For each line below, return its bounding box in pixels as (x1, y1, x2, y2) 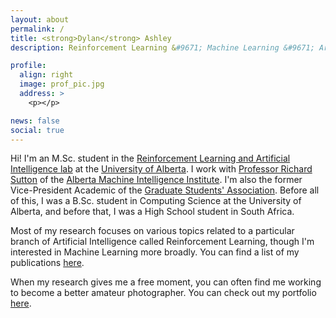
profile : (10, 61, 47, 71)
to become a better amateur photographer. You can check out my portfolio (10, 287, 317, 299)
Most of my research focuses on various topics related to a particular (10, 225, 295, 237)
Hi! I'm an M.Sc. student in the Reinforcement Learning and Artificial (10, 152, 291, 165)
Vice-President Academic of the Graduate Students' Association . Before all (10, 184, 320, 196)
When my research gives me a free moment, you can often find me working (10, 276, 322, 288)
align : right (19, 70, 74, 80)
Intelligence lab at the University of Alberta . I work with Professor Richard (10, 163, 313, 175)
